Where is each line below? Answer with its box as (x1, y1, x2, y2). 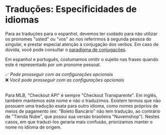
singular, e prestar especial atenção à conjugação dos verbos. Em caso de (5, 41, 159, 47)
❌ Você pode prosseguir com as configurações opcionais (5, 76, 124, 83)
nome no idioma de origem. (5, 124, 62, 130)
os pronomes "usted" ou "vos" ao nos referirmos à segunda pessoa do (5, 36, 151, 42)
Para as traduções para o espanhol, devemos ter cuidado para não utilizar (5, 30, 157, 36)
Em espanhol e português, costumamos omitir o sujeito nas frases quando (5, 56, 158, 62)
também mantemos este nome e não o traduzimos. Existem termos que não (5, 97, 161, 103)
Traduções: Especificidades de (5, 3, 137, 15)
